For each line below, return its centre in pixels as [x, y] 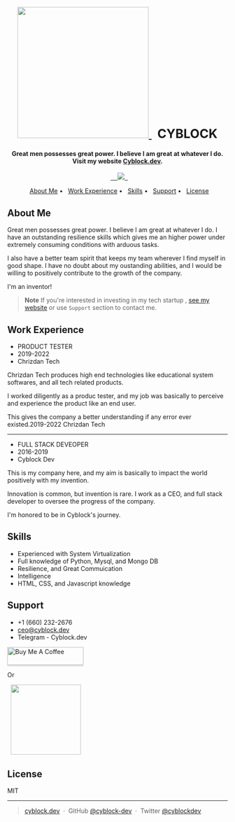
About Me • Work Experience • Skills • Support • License [119, 191]
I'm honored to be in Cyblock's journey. [64, 515]
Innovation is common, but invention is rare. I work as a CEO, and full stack [115, 494]
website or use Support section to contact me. [91, 308]
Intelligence [34, 576]
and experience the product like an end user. [72, 404]
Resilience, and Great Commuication [70, 568]
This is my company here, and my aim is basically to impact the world [107, 473]
